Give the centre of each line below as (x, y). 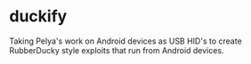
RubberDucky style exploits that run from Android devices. (117, 50)
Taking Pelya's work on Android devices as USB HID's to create (125, 41)
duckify (38, 16)
